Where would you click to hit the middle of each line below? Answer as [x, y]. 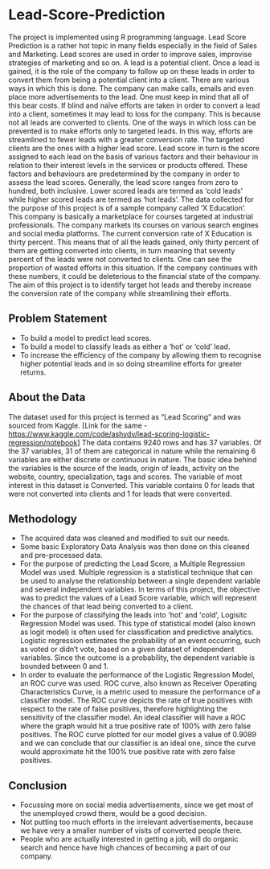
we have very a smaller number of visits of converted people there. [131, 830]
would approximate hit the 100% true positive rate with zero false [127, 752]
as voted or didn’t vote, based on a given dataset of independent [127, 650]
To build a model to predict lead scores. [86, 338]
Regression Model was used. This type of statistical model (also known [137, 624]
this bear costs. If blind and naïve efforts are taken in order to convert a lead [134, 105]
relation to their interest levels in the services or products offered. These [128, 165]
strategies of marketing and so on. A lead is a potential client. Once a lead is [134, 63]
